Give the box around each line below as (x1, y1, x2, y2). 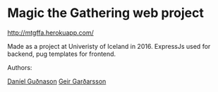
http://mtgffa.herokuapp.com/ (7, 28, 94, 37)
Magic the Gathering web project (7, 5, 205, 21)
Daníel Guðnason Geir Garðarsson (7, 76, 107, 86)
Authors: (7, 63, 32, 71)
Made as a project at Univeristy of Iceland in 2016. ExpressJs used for (7, 42, 211, 50)
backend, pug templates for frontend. (7, 50, 116, 58)
